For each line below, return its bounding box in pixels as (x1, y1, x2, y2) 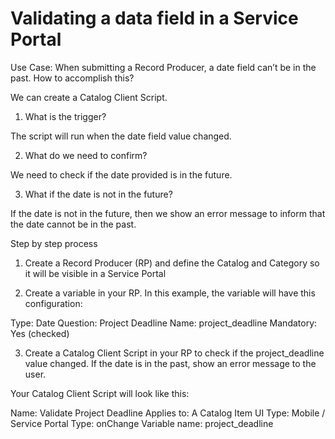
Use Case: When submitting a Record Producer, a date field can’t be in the (10, 61, 317, 73)
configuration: (24, 297, 83, 309)
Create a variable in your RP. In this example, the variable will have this (24, 287, 316, 299)
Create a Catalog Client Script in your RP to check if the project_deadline (24, 347, 325, 359)
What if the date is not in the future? (24, 188, 173, 200)
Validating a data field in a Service (10, 7, 299, 30)
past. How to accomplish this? (10, 72, 135, 84)
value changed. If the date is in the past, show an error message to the (24, 357, 317, 369)
